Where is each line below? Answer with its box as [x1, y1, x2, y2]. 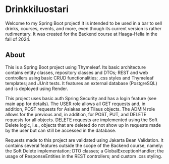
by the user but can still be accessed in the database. [5, 127, 117, 133]
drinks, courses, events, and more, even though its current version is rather [5, 25, 162, 31]
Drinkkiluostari [5, 4, 69, 15]
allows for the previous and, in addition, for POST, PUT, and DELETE [5, 111, 147, 117]
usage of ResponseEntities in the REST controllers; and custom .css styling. [5, 153, 162, 159]
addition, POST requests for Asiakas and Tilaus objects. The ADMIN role [5, 106, 155, 112]
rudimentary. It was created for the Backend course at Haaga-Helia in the [5, 31, 158, 37]
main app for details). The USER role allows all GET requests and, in [5, 101, 146, 107]
